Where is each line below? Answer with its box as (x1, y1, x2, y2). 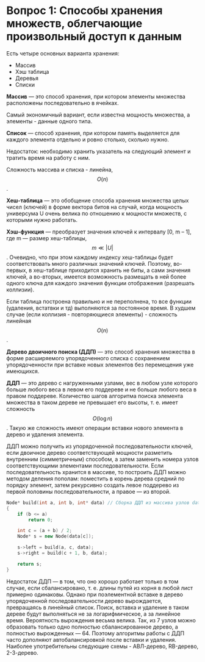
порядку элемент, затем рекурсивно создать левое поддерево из (6, 481, 179, 488)
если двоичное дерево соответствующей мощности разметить (6, 449, 173, 456)
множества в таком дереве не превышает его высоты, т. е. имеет (6, 399, 178, 406)
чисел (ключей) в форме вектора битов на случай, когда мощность (6, 203, 183, 210)
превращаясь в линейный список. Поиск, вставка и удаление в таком (6, 603, 189, 611)
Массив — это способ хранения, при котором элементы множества (6, 93, 186, 100)
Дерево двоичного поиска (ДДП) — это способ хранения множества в (6, 348, 195, 355)
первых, (6, 266, 27, 274)
